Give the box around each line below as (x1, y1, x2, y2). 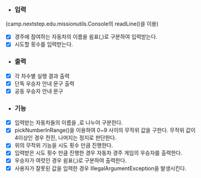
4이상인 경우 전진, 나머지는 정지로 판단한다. (14, 134, 117, 142)
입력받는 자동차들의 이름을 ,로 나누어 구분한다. (14, 119, 124, 127)
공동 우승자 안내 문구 (14, 87, 64, 94)
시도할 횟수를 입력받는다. (14, 41, 73, 48)
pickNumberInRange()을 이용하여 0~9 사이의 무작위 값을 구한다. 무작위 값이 (14, 127, 196, 134)
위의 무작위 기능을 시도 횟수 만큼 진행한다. (14, 142, 113, 149)
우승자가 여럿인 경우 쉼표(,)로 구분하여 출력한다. (14, 157, 127, 164)
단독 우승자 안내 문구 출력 (14, 80, 75, 87)
